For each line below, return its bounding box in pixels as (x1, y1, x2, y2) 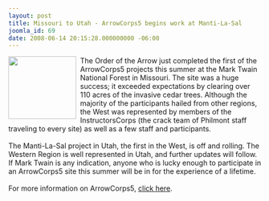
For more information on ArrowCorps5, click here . (8, 183, 173, 193)
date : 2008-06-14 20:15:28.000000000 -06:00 (8, 34, 160, 42)
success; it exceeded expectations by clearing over (79, 82, 251, 91)
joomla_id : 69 (8, 26, 56, 34)
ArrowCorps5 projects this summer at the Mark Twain (79, 65, 258, 74)
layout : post (8, 11, 52, 20)
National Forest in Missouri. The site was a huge (79, 73, 239, 82)
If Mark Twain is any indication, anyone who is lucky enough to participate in (8, 158, 262, 168)
